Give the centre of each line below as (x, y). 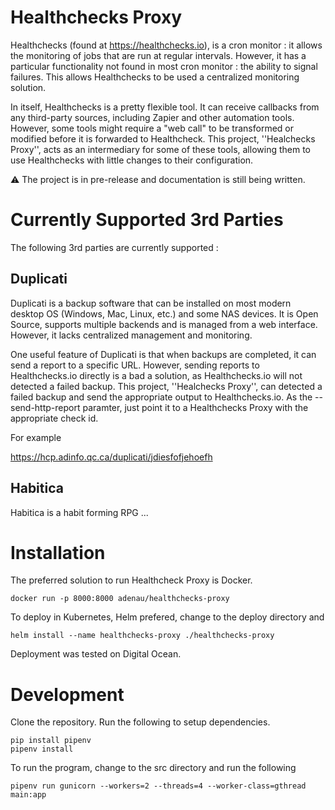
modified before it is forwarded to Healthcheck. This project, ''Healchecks (163, 138)
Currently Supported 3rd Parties (147, 220)
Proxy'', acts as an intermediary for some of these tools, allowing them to (160, 149)
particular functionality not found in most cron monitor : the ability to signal (164, 66)
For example (36, 437)
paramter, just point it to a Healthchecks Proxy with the (195, 407)
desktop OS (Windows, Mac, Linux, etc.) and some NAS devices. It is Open (164, 313)
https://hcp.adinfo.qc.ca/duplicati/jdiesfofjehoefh (111, 457)
